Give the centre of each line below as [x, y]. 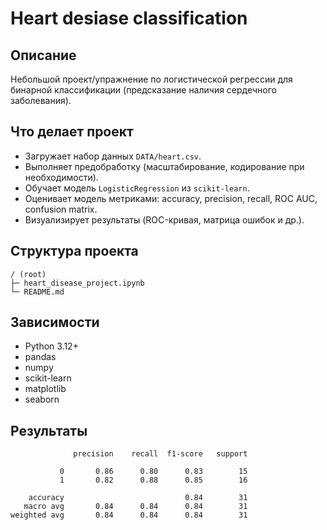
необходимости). [61, 177]
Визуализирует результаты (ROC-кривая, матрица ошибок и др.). [164, 219]
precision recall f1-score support [160, 454]
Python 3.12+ [51, 346]
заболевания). [41, 100]
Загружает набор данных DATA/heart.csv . [113, 156]
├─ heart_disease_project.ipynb [77, 283]
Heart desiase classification [129, 18]
